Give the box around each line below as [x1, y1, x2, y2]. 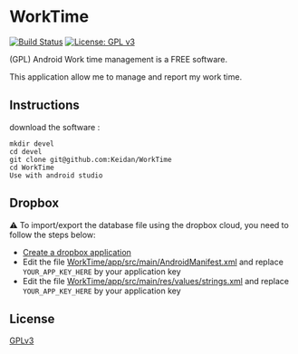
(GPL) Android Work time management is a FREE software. [9, 53, 228, 64]
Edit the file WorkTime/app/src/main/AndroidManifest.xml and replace [22, 256, 284, 267]
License [9, 311, 55, 327]
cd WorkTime [9, 163, 54, 172]
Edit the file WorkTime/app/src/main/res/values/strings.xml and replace [22, 275, 290, 286]
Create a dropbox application [22, 246, 131, 257]
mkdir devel [9, 139, 54, 148]
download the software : [9, 121, 101, 132]
